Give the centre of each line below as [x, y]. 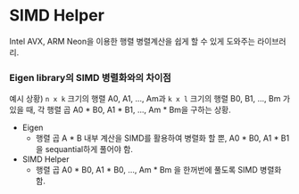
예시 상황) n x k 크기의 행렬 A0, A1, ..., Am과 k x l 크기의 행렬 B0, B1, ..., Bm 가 [150, 99]
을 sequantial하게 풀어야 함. [84, 150]
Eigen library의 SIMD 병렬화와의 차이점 [90, 77]
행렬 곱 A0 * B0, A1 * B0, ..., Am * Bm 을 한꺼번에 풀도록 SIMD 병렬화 [158, 170]
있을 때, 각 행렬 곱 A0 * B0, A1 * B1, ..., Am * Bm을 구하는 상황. [120, 110]
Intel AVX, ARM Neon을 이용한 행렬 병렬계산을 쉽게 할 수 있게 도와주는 [133, 41]
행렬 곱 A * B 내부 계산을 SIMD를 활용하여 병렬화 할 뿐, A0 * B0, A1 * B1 [162, 138]
